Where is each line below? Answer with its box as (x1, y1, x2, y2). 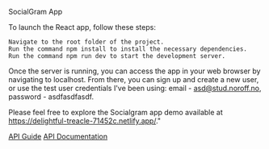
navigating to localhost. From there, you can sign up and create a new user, (8, 75, 259, 84)
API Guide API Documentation (8, 132, 108, 141)
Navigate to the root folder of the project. (8, 38, 164, 46)
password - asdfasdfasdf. (8, 92, 95, 101)
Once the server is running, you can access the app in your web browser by (8, 66, 261, 76)
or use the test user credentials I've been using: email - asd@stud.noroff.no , (8, 84, 262, 93)
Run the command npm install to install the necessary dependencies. (8, 45, 248, 53)
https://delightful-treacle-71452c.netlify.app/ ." (8, 116, 162, 126)
